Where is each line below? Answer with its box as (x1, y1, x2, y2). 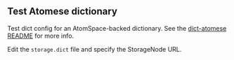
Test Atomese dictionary (7, 6, 118, 17)
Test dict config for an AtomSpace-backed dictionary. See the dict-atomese (7, 24, 227, 32)
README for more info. (7, 31, 74, 40)
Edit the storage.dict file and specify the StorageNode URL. (7, 45, 182, 53)
